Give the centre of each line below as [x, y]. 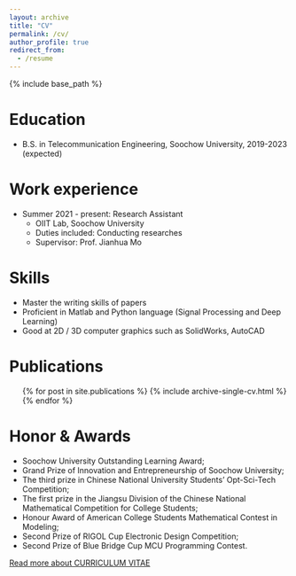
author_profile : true [49, 42]
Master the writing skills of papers [84, 302]
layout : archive [39, 17]
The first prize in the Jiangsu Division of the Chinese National [134, 498]
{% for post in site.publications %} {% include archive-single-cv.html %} [154, 391]
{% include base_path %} [56, 84]
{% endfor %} [47, 401]
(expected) [42, 153]
